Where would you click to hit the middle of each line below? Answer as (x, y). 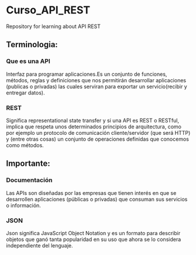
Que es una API (28, 61)
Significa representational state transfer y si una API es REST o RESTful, (93, 120)
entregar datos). (25, 92)
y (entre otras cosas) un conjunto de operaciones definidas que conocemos (97, 139)
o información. (23, 205)
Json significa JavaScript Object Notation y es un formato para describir (93, 233)
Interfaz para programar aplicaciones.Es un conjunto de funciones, (87, 74)
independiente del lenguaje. (39, 245)
